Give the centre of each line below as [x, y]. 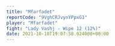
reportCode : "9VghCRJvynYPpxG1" [47, 17]
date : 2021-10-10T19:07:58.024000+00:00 [58, 34]
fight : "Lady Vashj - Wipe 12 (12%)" [54, 28]
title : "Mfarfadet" [31, 12]
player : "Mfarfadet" [32, 23]
